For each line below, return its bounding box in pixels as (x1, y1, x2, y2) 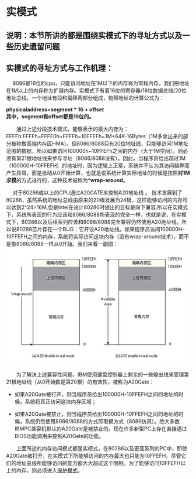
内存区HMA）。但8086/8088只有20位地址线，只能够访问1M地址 (36, 140, 189, 147)
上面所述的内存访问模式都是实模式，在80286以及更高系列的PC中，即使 (16, 444, 188, 451)
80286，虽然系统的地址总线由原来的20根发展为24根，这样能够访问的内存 (6, 197, 183, 204)
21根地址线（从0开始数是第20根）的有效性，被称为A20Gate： (6, 378, 155, 385)
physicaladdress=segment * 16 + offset (6, 106, 104, 113)
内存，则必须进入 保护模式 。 (16, 467, 83, 474)
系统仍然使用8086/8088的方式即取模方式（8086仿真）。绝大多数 (24, 418, 180, 425)
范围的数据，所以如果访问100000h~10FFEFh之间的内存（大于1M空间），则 (6, 148, 183, 155)
